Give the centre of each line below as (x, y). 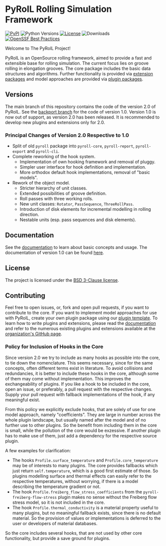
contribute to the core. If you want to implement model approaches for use (81, 313)
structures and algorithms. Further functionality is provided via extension (79, 73)
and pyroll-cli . (43, 151)
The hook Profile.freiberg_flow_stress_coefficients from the (77, 491)
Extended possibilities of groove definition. (63, 193)
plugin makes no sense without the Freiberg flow (107, 497)
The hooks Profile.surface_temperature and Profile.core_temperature (85, 460)
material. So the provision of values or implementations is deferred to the (86, 518)
